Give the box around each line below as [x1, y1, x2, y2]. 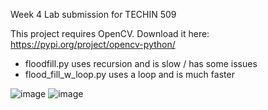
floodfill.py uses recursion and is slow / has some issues [24, 58, 258, 69]
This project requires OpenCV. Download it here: [10, 28, 210, 39]
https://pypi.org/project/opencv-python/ [10, 39, 176, 50]
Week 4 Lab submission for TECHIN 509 [10, 9, 177, 20]
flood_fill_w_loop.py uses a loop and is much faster [24, 69, 235, 80]
